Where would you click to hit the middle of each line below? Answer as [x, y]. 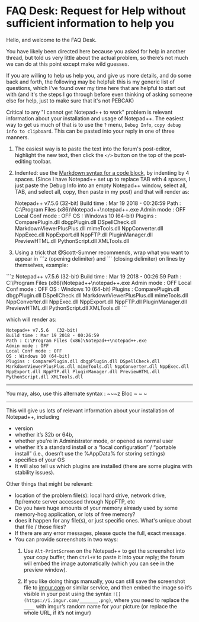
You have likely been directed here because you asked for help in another [96, 51]
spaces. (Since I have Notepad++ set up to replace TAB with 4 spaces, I [102, 179]
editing [23, 161]
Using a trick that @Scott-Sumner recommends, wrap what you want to [102, 252]
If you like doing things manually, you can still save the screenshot [104, 581]
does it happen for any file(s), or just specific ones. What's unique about [103, 520]
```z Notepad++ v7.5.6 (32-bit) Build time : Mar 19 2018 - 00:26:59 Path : [94, 276]
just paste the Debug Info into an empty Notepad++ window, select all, [101, 185]
